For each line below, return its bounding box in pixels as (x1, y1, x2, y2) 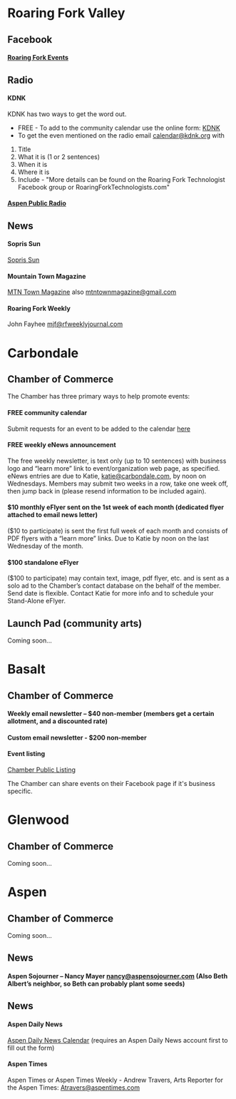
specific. (7, 787, 34, 795)
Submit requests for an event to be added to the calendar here (7, 424, 191, 433)
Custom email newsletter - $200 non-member (7, 733, 148, 742)
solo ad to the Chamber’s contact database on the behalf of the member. (7, 581, 221, 590)
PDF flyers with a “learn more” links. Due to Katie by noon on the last (7, 533, 209, 543)
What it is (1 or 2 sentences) (17, 152, 101, 161)
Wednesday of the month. (7, 541, 83, 550)
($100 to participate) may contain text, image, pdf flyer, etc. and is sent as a (7, 574, 230, 583)
